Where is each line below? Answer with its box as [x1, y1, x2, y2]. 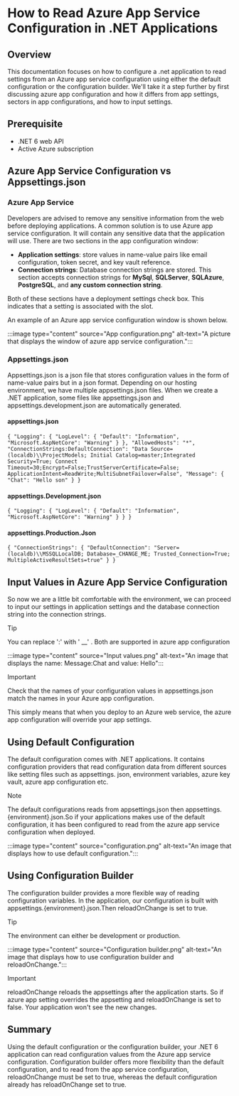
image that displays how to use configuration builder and [7, 952, 174, 961]
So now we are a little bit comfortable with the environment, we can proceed [7, 595, 231, 604]
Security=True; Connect [7, 458, 78, 465]
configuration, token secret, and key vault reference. [17, 257, 172, 266]
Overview [7, 48, 52, 60]
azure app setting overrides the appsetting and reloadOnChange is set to [7, 995, 222, 1004]
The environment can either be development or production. [7, 931, 181, 940]
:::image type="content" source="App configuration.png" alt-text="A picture [7, 329, 231, 338]
